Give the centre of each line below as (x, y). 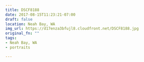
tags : (11, 38)
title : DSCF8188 (22, 10)
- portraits (18, 47)
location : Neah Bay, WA (30, 24)
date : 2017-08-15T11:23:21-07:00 (40, 15)
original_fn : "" (22, 33)
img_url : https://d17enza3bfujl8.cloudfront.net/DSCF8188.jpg (72, 29)
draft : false (19, 19)
